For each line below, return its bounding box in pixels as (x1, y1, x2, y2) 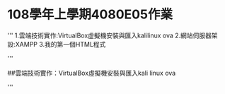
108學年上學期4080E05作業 (7, 6, 173, 23)
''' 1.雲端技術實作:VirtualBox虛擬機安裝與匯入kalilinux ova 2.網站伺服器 (7, 31, 212, 40)
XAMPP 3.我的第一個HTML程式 (15, 40, 106, 48)
